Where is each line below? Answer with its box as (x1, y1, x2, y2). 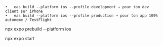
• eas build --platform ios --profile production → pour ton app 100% (5, 13, 158, 18)
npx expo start (5, 36, 35, 41)
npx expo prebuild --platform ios (5, 26, 72, 32)
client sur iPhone (5, 9, 43, 14)
